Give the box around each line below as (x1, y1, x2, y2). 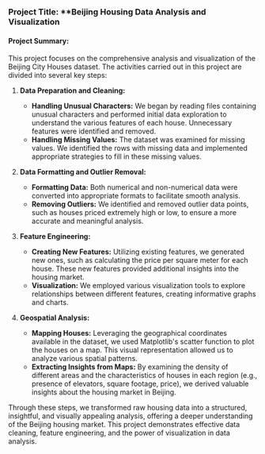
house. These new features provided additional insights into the (31, 264, 239, 274)
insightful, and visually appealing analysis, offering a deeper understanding (8, 411, 253, 421)
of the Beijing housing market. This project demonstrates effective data (8, 420, 240, 429)
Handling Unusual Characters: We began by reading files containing (31, 102, 257, 111)
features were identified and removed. (31, 126, 157, 137)
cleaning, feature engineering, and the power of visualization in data (8, 428, 231, 438)
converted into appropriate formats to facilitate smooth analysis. (31, 191, 241, 201)
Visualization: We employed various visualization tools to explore (31, 281, 246, 290)
